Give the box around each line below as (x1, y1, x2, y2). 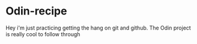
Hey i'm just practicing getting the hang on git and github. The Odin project (5, 24, 192, 31)
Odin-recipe (5, 4, 67, 18)
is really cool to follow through (5, 30, 80, 37)
